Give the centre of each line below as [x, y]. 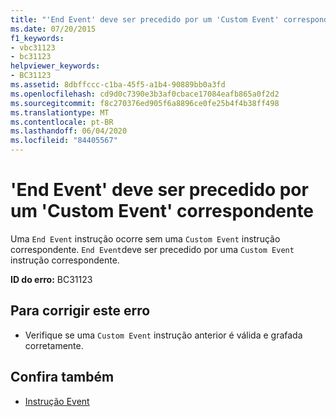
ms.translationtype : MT [60, 112]
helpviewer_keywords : [55, 66]
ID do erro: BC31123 [51, 279]
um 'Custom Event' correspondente [162, 211]
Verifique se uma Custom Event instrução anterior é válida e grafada [163, 335]
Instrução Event [57, 401]
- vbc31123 [33, 47]
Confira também [62, 377]
